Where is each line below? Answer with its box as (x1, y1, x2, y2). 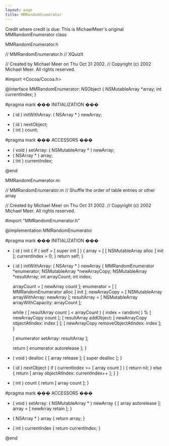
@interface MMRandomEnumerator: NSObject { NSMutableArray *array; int (5, 86, 162, 92)
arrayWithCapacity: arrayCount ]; (12, 299, 82, 305)
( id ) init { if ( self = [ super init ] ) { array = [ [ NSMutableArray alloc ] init (12, 248, 164, 254)
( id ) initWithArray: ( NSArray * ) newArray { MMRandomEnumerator (12, 263, 155, 269)
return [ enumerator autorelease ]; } (12, 345, 87, 351)
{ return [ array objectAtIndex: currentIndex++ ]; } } (12, 370, 119, 376)
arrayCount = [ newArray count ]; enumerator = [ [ (12, 283, 117, 289)
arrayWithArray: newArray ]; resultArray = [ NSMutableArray (12, 294, 138, 300)
